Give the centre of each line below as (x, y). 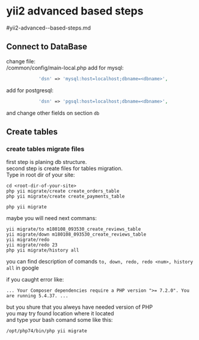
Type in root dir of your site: (41, 175)
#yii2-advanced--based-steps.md (49, 28)
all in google (23, 268)
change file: (21, 61)
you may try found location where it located (60, 313)
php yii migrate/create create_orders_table (63, 191)
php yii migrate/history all (43, 250)
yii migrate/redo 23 (32, 245)
